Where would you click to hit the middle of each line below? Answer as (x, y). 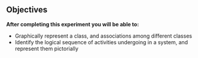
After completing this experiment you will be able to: (73, 24)
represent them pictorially (47, 48)
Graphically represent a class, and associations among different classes (103, 36)
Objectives (27, 10)
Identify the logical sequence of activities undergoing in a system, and (101, 42)
